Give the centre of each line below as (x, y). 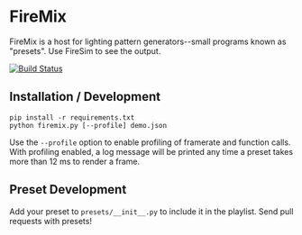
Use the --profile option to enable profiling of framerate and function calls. (150, 142)
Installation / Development (85, 97)
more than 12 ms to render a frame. (75, 161)
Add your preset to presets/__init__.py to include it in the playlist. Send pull (151, 211)
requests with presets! (51, 221)
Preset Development (68, 190)
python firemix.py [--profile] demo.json (88, 125)
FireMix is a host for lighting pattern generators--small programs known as (148, 41)
